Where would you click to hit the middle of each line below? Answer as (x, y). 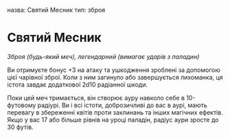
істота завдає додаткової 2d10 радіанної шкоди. (77, 84)
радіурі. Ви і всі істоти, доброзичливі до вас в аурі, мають (122, 105)
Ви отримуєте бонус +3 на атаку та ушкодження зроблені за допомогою (114, 70)
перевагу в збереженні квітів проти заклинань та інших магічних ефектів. (115, 112)
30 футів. (20, 127)
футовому (22, 105)
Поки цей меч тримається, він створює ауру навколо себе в (96, 97)
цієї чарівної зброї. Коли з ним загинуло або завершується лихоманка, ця (115, 77)
